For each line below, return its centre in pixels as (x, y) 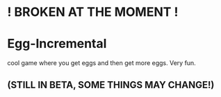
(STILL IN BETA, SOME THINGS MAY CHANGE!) (111, 85)
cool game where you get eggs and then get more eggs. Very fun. (101, 63)
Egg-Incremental (57, 44)
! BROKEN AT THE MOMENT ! (93, 12)
